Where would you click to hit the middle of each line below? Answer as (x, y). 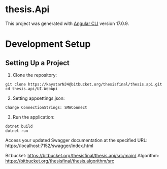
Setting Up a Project (37, 63)
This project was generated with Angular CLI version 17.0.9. (67, 23)
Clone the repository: (35, 75)
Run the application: (34, 117)
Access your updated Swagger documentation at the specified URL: (76, 140)
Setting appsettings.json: (39, 98)
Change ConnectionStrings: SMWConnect (46, 107)
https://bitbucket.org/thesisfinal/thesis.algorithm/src (60, 161)
